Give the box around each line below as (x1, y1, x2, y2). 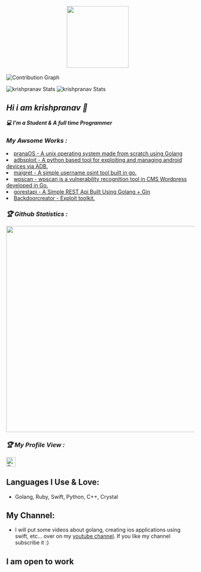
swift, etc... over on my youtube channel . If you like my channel (14, 532, 170, 540)
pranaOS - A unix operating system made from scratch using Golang (14, 150, 183, 157)
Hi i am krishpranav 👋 (6, 103, 88, 113)
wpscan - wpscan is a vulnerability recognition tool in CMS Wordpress (14, 176, 187, 183)
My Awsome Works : (6, 136, 68, 144)
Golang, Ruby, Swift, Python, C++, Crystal (14, 493, 118, 500)
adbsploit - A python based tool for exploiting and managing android (14, 156, 182, 164)
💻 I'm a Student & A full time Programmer (6, 119, 112, 126)
